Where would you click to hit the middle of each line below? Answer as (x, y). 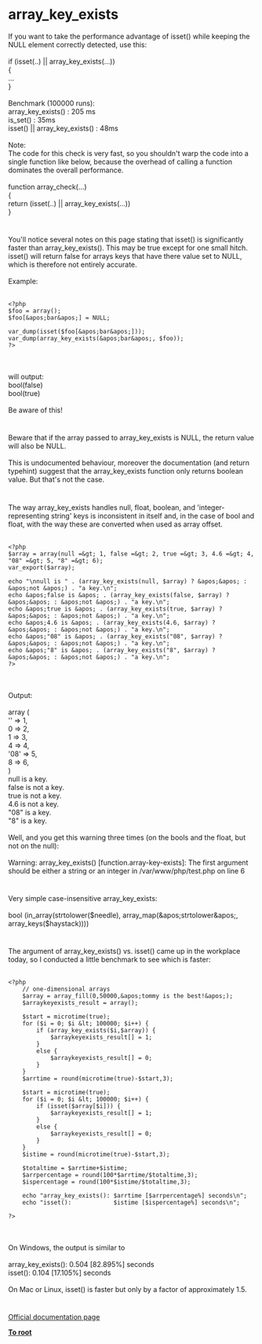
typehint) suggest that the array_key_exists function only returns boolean (126, 471)
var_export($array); (42, 567)
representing (29, 515)
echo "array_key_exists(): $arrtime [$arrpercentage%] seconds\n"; (135, 1195)
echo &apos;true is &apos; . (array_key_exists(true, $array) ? (115, 609)
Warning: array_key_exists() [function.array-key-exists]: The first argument (128, 862)
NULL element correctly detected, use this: (78, 44)
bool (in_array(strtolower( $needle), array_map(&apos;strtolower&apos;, (123, 915)
